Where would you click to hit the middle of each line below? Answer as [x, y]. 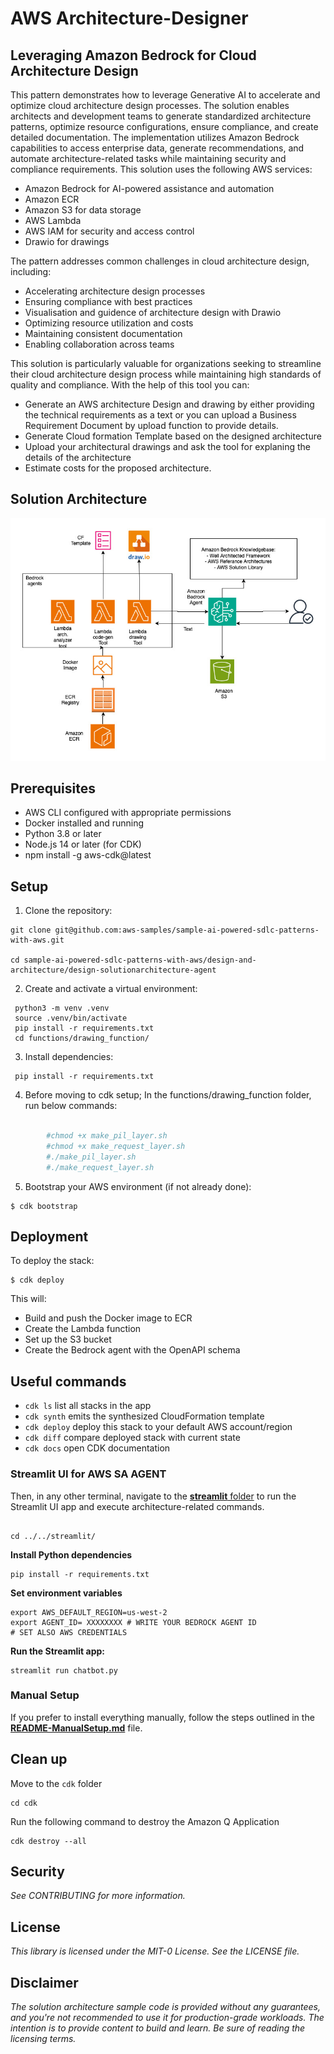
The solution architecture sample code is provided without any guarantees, [166, 2007]
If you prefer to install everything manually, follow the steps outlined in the [162, 1717]
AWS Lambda [53, 220]
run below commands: [71, 1106]
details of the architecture [78, 457]
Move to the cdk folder [56, 1783]
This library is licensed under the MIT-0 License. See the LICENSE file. [155, 1951]
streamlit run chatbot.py [64, 1670]
